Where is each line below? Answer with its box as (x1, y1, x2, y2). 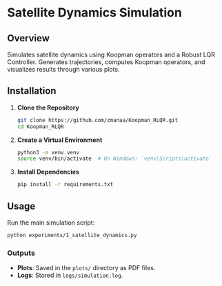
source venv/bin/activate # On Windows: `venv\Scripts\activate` (17, 155, 212, 163)
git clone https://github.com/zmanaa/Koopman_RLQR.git (17, 116, 179, 123)
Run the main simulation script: (7, 218, 95, 227)
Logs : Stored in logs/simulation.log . (17, 271, 123, 280)
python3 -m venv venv (17, 149, 80, 156)
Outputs (7, 248, 36, 258)
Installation (7, 85, 57, 97)
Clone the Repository (17, 103, 79, 112)
